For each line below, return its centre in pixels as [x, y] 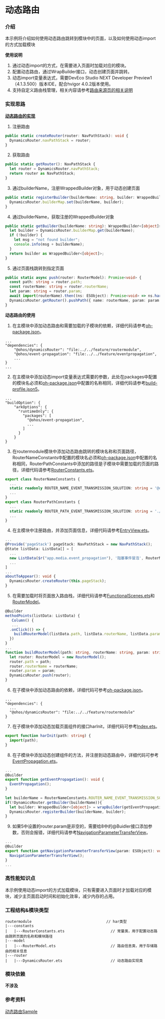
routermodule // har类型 [66, 922]
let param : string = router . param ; [46, 291]
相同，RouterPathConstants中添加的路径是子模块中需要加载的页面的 [85, 464]
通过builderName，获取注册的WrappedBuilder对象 [63, 217]
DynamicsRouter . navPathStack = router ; [50, 140]
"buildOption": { [23, 402]
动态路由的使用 [20, 315]
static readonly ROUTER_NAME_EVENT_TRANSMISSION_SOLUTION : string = [81, 488]
